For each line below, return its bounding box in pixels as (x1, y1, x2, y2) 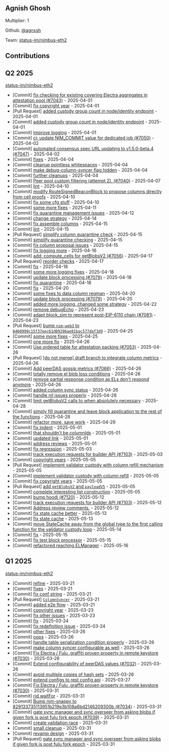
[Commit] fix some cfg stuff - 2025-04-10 (12, 199, 100, 205)
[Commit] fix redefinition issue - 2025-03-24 (12, 623, 106, 629)
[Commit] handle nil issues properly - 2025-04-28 (12, 392, 117, 398)
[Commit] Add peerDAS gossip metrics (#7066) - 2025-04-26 (12, 365, 142, 371)
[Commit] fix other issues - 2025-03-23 (12, 612, 96, 618)
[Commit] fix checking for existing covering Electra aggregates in (12, 92, 148, 98)
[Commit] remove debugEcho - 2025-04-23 (12, 306, 104, 312)
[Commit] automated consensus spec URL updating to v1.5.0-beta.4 (12, 146, 154, 152)
